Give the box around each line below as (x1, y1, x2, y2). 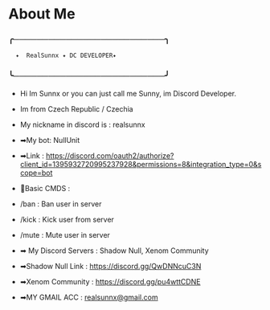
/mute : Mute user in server (19, 230, 111, 239)
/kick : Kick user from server (19, 214, 115, 224)
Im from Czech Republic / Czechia (19, 104, 134, 113)
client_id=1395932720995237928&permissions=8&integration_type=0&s (19, 159, 262, 169)
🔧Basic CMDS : (19, 183, 71, 193)
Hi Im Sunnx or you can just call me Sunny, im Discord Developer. (19, 88, 237, 98)
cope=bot (19, 168, 53, 177)
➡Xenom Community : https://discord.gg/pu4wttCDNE (19, 276, 201, 286)
